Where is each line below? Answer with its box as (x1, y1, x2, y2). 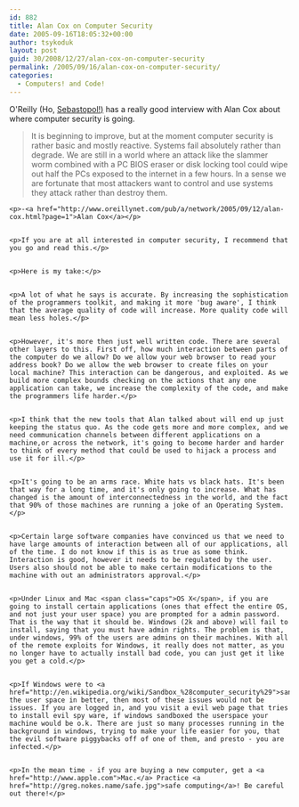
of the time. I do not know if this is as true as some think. (9, 547, 249, 557)
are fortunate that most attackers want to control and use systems (30, 177, 274, 188)
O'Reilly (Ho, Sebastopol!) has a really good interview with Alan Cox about (9, 103, 280, 114)
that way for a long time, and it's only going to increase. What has (9, 485, 277, 494)
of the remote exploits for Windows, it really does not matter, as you (9, 640, 285, 650)
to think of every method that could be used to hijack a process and (9, 446, 277, 455)
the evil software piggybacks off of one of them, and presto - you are (9, 734, 285, 744)
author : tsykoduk (9, 37, 74, 47)
